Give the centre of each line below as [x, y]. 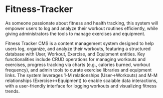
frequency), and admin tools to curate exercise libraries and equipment [78, 70]
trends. [13, 91]
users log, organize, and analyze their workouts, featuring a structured [78, 48]
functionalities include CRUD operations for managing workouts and [75, 59]
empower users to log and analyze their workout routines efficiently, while [81, 28]
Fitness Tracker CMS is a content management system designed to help [79, 43]
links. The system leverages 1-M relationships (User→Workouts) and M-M [81, 75]
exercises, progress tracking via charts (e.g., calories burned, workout [78, 64]
